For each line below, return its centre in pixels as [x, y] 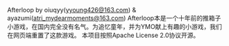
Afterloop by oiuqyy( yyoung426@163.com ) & [72, 10]
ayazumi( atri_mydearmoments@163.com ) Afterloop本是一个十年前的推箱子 [114, 18]
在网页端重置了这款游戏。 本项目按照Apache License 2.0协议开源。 [103, 35]
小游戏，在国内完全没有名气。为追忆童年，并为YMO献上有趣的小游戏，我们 [114, 26]
